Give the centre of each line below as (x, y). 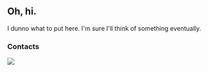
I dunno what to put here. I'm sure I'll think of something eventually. (104, 28)
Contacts (23, 46)
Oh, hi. (22, 12)
